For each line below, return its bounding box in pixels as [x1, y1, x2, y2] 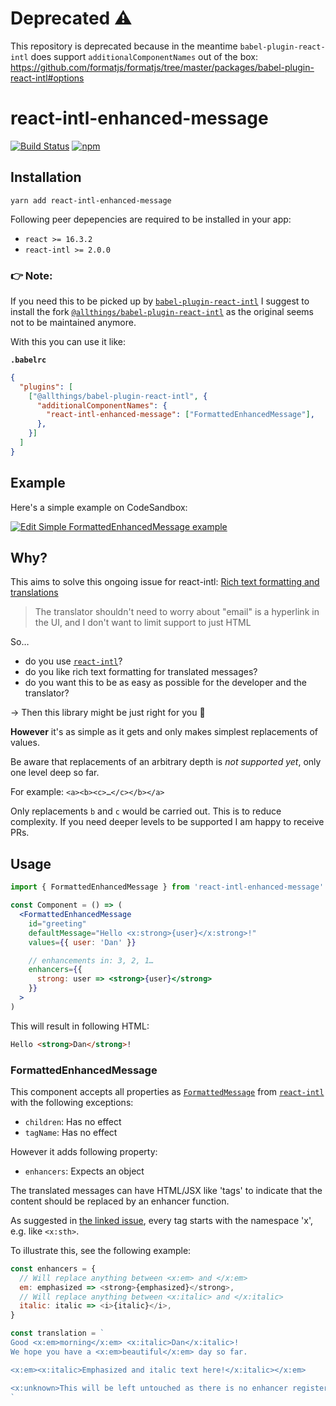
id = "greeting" [28, 918, 87, 929]
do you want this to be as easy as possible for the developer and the [24, 677, 307, 689]
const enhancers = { [10, 1263, 97, 1274]
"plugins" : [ [19, 382, 74, 392]
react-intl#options [10, 72, 85, 84]
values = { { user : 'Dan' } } [28, 937, 137, 947]
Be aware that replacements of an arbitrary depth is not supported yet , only [10, 756, 322, 768]
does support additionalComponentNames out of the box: [30, 50, 258, 62]
